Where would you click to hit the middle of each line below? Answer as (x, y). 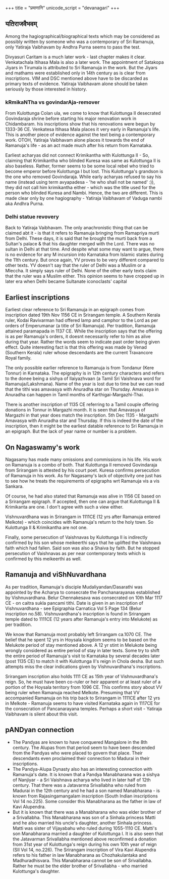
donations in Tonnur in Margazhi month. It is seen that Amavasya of (75, 410)
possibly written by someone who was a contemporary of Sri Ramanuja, (80, 41)
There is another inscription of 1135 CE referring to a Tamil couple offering (82, 404)
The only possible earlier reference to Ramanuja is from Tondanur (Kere (80, 368)
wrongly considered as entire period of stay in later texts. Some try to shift (82, 650)
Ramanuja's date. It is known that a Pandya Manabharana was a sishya (86, 774)
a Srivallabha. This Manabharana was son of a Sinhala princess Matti (84, 817)
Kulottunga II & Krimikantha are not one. (46, 528)
